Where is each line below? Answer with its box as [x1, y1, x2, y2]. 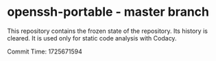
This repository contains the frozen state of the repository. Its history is [7, 27, 208, 35]
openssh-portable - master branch [7, 4, 209, 20]
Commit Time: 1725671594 [7, 47, 82, 56]
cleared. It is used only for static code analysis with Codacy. [7, 34, 177, 42]
